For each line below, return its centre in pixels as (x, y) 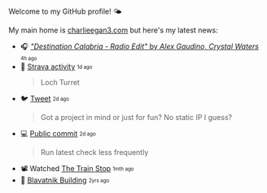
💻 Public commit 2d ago (58, 133)
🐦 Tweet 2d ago (44, 99)
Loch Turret (60, 82)
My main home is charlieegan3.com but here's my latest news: (113, 30)
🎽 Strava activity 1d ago (56, 66)
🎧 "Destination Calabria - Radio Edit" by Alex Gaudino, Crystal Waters (139, 46)
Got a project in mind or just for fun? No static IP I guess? (136, 117)
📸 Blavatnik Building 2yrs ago (65, 180)
